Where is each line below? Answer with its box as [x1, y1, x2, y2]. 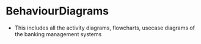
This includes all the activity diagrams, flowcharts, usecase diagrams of [14, 24, 196, 31]
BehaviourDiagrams [5, 4, 109, 18]
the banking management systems [14, 30, 102, 37]
